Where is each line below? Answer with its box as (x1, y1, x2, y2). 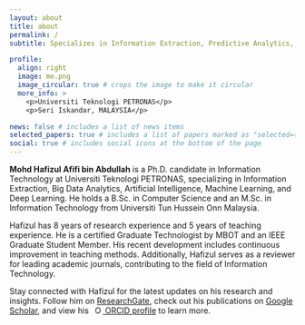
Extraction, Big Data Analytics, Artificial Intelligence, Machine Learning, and (9, 183, 292, 193)
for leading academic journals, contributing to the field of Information (9, 259, 268, 269)
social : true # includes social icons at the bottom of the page (9, 139, 261, 148)
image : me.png (17, 72, 71, 82)
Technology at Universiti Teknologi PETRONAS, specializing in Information (9, 173, 287, 184)
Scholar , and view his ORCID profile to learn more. (9, 305, 212, 316)
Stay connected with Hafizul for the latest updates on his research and (9, 286, 273, 296)
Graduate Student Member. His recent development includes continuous (9, 240, 280, 250)
